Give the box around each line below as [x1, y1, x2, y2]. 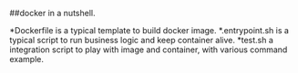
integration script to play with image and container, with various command [9, 44, 288, 55]
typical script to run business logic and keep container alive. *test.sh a [9, 35, 273, 45]
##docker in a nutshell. [9, 8, 96, 18]
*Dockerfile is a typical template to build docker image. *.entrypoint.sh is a [9, 25, 290, 35]
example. [9, 54, 44, 64]
